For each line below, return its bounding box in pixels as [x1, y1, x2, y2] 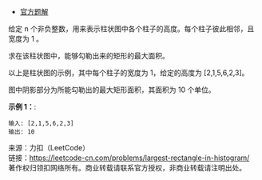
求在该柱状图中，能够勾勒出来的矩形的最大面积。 [8, 51, 169, 60]
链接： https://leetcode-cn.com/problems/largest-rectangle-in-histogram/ [8, 153, 250, 162]
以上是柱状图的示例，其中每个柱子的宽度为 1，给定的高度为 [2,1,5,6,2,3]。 [8, 68, 249, 78]
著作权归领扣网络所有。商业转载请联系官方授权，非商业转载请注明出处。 [8, 163, 246, 172]
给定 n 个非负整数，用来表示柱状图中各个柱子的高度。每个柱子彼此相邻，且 [8, 24, 255, 34]
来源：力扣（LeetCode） [8, 143, 90, 152]
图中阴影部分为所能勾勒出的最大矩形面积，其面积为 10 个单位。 [8, 85, 216, 94]
